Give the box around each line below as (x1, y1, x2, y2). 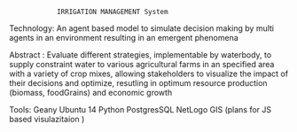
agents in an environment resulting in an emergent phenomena (9, 33, 239, 43)
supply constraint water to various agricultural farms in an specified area (9, 59, 275, 69)
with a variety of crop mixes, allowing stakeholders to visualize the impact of (9, 68, 289, 79)
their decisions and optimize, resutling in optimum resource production (9, 78, 268, 88)
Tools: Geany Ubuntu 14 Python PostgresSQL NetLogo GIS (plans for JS (9, 105, 272, 114)
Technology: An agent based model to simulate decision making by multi (9, 23, 275, 34)
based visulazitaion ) (9, 114, 85, 124)
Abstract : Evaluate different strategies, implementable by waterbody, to (9, 50, 272, 60)
